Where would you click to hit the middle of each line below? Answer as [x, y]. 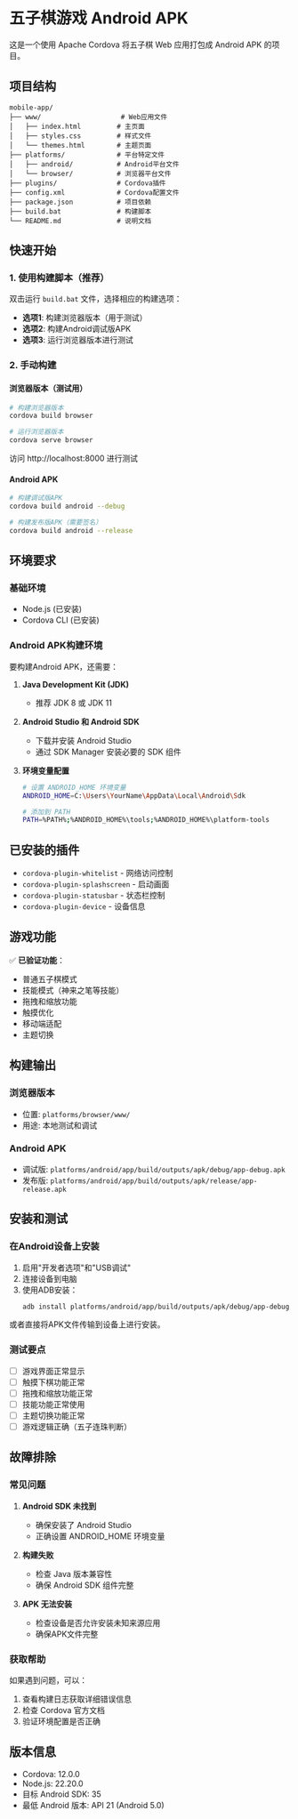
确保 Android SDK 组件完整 [85, 1585]
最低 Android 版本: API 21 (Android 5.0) [93, 1805]
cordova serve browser [51, 440]
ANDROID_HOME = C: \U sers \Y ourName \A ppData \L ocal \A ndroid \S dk [134, 796]
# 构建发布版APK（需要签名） [56, 523]
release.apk [44, 1189]
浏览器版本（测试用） [48, 388]
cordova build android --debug [67, 507]
